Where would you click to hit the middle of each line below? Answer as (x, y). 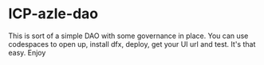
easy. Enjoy (27, 52)
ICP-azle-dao (53, 14)
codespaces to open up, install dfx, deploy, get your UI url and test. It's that (132, 44)
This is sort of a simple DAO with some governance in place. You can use (128, 36)
